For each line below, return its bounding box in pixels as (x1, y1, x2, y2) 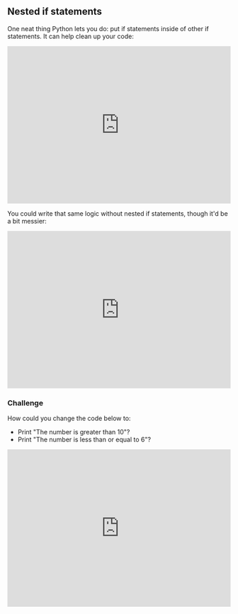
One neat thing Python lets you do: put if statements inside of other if (7, 24, 209, 33)
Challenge (7, 398, 44, 407)
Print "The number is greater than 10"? (17, 428, 130, 436)
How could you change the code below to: (7, 414, 131, 423)
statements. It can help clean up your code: (7, 32, 135, 40)
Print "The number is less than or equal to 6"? (17, 435, 151, 444)
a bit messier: (7, 216, 47, 225)
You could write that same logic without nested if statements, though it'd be (7, 209, 228, 218)
